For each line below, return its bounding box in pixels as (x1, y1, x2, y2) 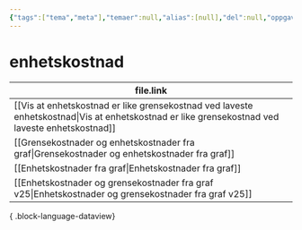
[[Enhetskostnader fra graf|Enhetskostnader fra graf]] (13, 162, 242, 175)
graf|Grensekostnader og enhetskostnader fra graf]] (13, 147, 235, 159)
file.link (134, 84, 168, 97)
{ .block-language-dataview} (9, 210, 116, 221)
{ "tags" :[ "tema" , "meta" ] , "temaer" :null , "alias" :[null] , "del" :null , (9, 13, 268, 22)
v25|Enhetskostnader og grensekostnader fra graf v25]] (13, 187, 253, 200)
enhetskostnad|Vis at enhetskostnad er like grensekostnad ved (13, 110, 280, 123)
